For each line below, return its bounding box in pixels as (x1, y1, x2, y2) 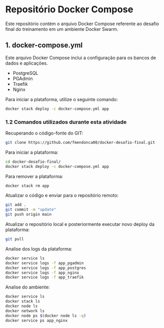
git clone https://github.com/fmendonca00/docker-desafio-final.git (5, 140, 155, 145)
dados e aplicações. (5, 60, 48, 66)
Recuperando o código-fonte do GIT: (5, 130, 83, 136)
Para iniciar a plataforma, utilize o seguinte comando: (5, 96, 118, 102)
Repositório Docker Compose (5, 4, 134, 15)
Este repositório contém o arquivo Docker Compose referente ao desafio (5, 21, 159, 27)
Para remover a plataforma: (5, 173, 63, 179)
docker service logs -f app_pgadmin (5, 260, 84, 265)
